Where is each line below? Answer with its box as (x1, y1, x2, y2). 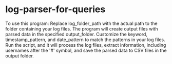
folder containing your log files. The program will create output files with (5, 25, 158, 31)
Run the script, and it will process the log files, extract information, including (5, 42, 166, 48)
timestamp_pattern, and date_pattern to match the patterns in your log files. (5, 37, 165, 43)
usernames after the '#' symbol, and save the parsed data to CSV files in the (5, 47, 167, 53)
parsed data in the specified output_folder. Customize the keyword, (5, 31, 148, 37)
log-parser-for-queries (5, 4, 106, 15)
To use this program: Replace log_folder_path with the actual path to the (5, 20, 158, 26)
